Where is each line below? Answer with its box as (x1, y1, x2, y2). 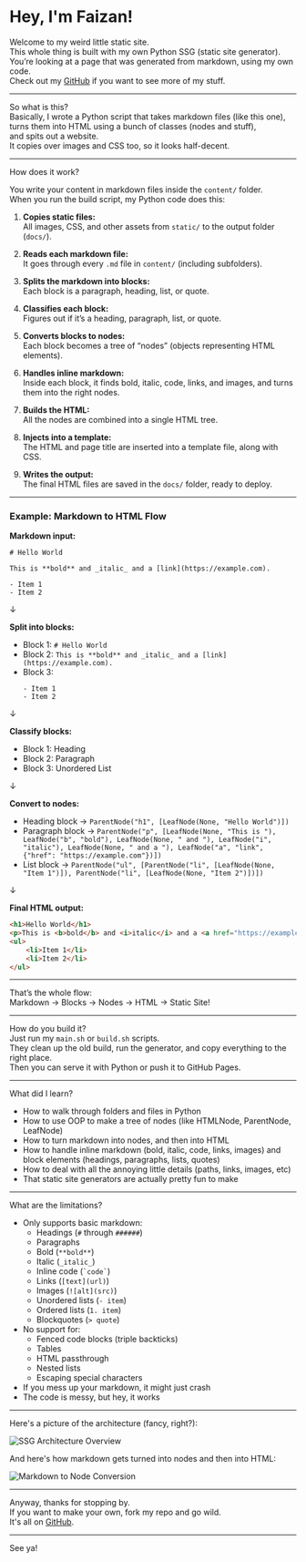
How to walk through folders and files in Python (22, 1105, 202, 1117)
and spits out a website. (9, 130, 99, 141)
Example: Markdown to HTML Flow (9, 509, 167, 522)
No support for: (22, 1324, 81, 1335)
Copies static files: (22, 211, 96, 222)
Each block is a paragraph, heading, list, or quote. (22, 285, 209, 296)
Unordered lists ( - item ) (36, 1295, 127, 1306)
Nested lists (36, 1362, 81, 1373)
